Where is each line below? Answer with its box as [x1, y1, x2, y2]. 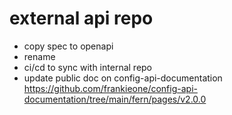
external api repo [9, 7, 154, 30]
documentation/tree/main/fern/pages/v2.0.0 [23, 93, 207, 105]
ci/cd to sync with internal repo [23, 61, 153, 73]
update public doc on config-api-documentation [23, 72, 223, 84]
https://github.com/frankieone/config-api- [23, 82, 198, 94]
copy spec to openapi [23, 40, 114, 52]
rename [23, 50, 56, 62]
